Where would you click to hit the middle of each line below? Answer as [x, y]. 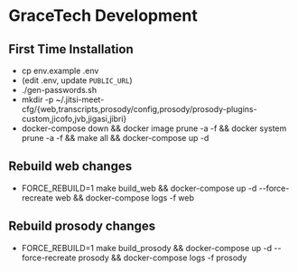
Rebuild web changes [70, 167]
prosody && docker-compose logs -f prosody [163, 258]
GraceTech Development [103, 16]
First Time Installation [71, 49]
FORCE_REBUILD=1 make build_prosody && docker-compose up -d [147, 248]
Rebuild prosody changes [82, 226]
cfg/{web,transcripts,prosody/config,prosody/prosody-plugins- [140, 109]
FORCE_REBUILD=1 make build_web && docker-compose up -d [139, 188]
